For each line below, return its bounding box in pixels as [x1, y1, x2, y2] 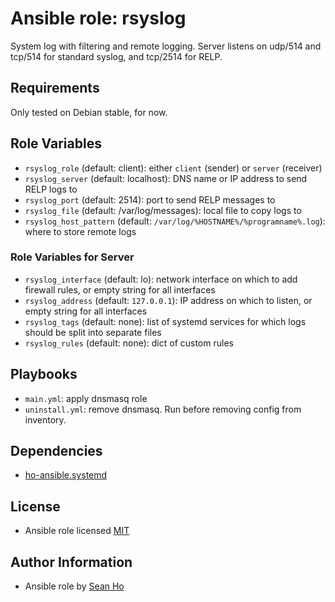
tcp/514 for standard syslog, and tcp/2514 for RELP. [10, 50, 223, 62]
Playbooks [10, 366, 78, 383]
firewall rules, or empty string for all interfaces [24, 283, 216, 296]
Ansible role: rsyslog [10, 7, 187, 30]
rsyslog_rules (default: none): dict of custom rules [24, 337, 234, 349]
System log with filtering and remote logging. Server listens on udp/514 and [10, 40, 322, 52]
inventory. [24, 413, 67, 426]
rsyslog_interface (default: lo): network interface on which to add [24, 273, 298, 285]
